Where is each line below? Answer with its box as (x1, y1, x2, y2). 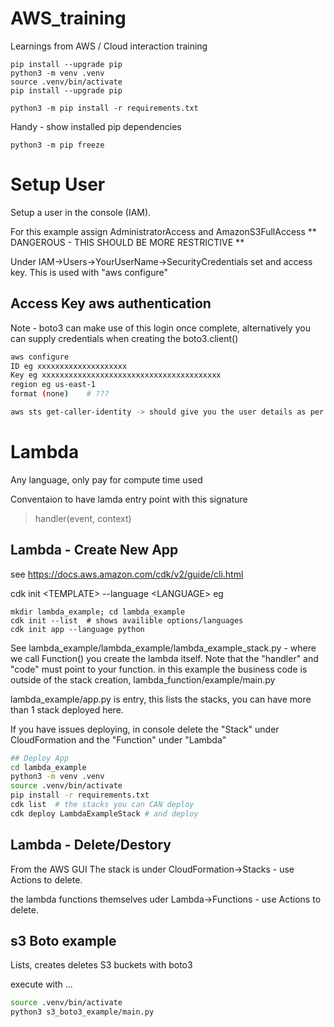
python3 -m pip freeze (10, 140, 105, 150)
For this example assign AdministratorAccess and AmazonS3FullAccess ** (10, 225, 317, 237)
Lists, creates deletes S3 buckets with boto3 (10, 959, 193, 971)
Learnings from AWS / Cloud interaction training (10, 40, 208, 52)
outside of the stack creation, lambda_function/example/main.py (10, 673, 276, 686)
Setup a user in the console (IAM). (10, 206, 152, 218)
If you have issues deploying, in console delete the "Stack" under (10, 723, 280, 735)
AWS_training (10, 7, 127, 30)
